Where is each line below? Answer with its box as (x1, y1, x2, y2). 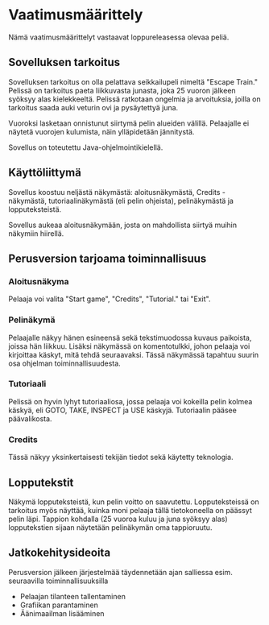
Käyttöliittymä (8, 166, 82, 180)
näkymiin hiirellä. (8, 228, 64, 238)
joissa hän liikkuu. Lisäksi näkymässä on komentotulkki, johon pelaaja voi (8, 341, 250, 351)
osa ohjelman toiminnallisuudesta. (8, 358, 121, 368)
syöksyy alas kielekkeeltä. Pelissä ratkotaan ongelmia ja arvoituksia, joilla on (8, 94, 262, 104)
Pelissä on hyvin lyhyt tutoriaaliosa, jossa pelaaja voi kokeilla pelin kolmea (8, 396, 253, 406)
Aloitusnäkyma (8, 275, 70, 287)
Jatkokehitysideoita (8, 546, 111, 560)
